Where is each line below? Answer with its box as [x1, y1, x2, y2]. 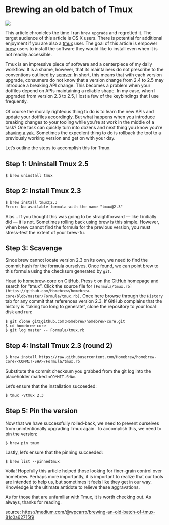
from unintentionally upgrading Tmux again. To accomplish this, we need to [5, 426, 162, 431]
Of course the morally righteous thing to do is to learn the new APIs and [5, 108, 154, 114]
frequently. [5, 98, 28, 104]
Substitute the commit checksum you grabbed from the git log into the [5, 368, 151, 374]
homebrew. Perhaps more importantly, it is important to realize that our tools [5, 474, 164, 479]
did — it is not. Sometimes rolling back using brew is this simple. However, [5, 219, 160, 225]
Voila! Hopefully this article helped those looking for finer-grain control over [5, 468, 162, 474]
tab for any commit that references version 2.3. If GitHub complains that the [5, 298, 162, 304]
